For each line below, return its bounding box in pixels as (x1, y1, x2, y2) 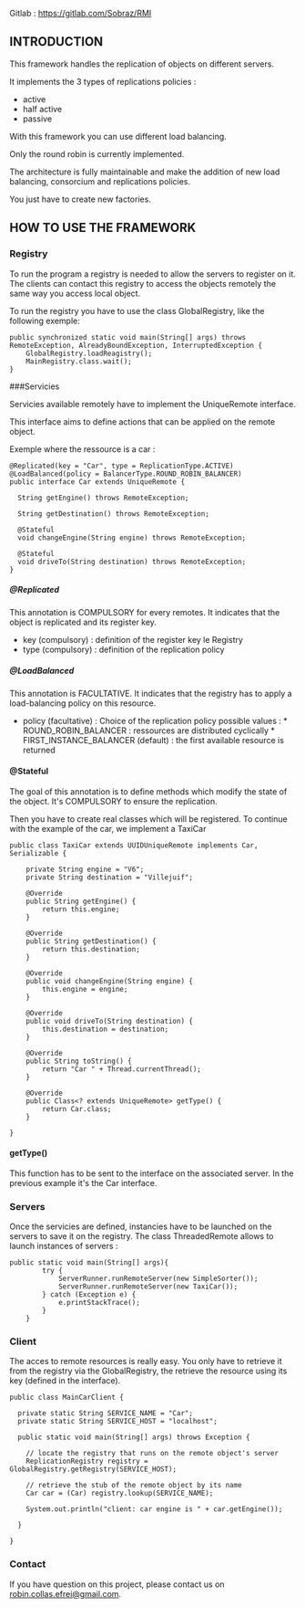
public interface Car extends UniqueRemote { (9, 477, 185, 487)
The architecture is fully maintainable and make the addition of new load (9, 166, 280, 177)
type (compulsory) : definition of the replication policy (22, 644, 225, 656)
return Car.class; (42, 1104, 112, 1113)
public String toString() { (25, 1056, 132, 1066)
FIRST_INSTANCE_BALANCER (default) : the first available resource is (22, 735, 285, 746)
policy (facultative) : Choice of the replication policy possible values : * (22, 716, 289, 727)
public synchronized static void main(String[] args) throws (9, 332, 247, 342)
